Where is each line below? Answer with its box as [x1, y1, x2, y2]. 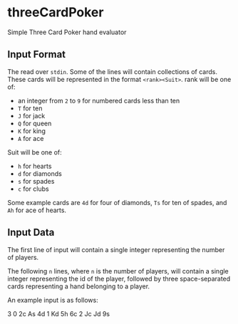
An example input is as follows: [7, 296, 98, 304]
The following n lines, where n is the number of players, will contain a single [7, 266, 229, 275]
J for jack [17, 111, 46, 120]
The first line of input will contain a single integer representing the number [7, 245, 225, 254]
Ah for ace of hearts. [7, 206, 66, 214]
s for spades [17, 177, 55, 185]
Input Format [7, 48, 66, 61]
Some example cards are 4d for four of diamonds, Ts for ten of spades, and [7, 198, 227, 207]
